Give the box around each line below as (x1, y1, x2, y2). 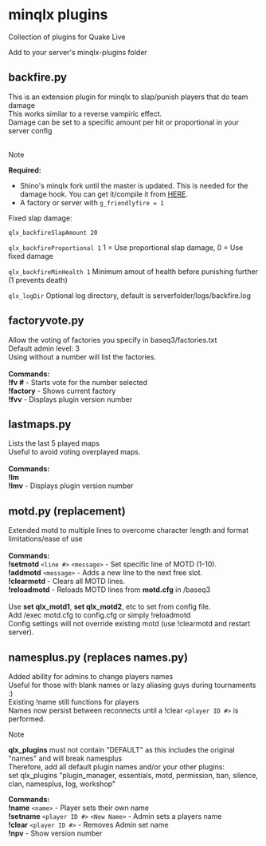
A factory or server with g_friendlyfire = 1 (19, 197, 165, 207)
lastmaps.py (8, 417, 72, 431)
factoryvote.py (8, 314, 84, 328)
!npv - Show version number (8, 828, 103, 838)
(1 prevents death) (8, 275, 68, 284)
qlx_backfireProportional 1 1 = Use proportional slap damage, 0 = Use (8, 242, 244, 252)
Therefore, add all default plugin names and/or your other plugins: (8, 762, 225, 772)
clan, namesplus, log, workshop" (8, 779, 116, 788)
